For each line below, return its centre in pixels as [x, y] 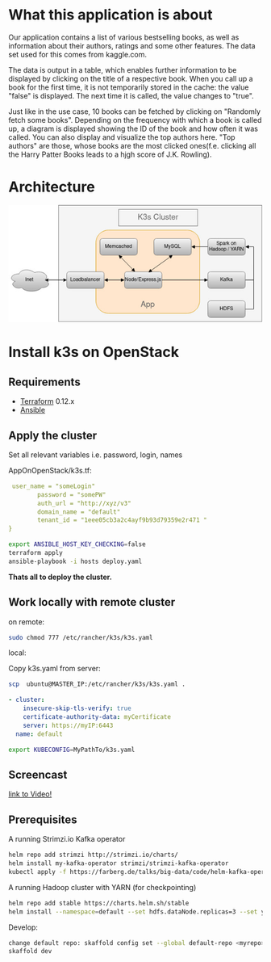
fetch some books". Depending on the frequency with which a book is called [135, 120]
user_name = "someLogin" [53, 486]
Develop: [23, 927]
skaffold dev [30, 951]
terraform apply [35, 553]
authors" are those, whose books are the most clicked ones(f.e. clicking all [132, 145]
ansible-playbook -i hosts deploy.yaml [75, 561]
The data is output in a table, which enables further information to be [123, 69]
